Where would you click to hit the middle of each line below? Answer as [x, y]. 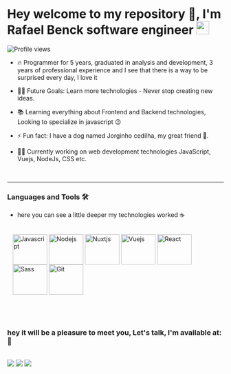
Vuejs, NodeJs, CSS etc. [52, 158]
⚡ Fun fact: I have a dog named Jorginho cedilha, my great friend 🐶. [113, 135]
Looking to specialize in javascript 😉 [69, 122]
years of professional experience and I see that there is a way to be [112, 70]
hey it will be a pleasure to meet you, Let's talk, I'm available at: [114, 332]
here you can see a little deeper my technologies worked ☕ [101, 215]
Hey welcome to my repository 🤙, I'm [114, 14]
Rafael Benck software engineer [100, 30]
